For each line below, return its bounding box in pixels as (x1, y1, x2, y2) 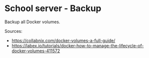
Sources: (4, 28, 23, 34)
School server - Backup (4, 3, 101, 14)
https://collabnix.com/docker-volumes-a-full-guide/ (11, 37, 116, 43)
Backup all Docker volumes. (4, 19, 60, 25)
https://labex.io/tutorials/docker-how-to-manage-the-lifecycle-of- (11, 43, 144, 48)
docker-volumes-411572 (11, 48, 60, 54)
